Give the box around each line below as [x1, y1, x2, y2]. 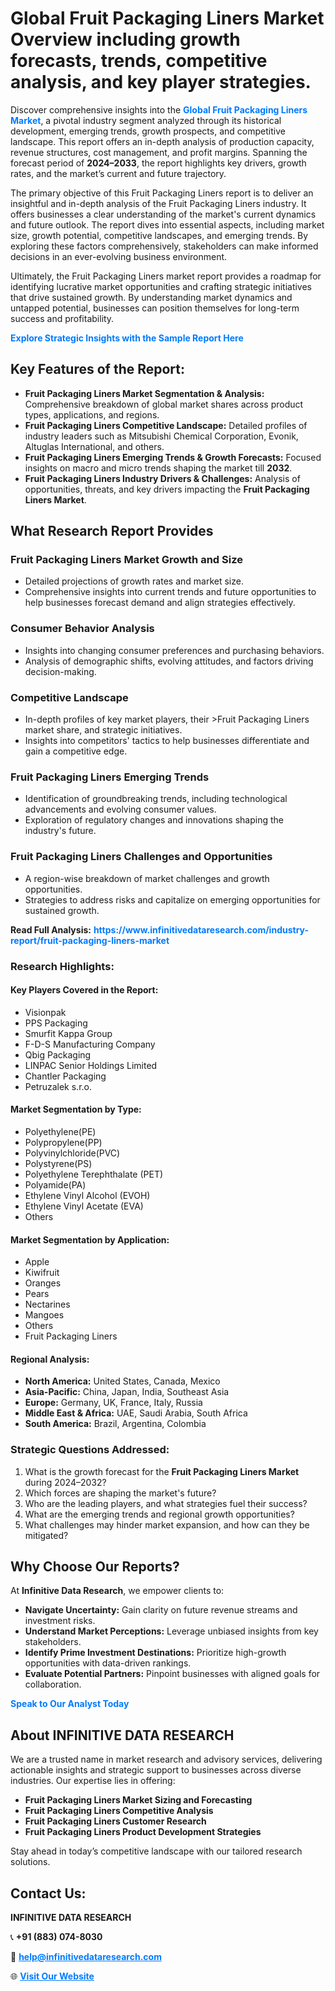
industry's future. [24, 825, 97, 837]
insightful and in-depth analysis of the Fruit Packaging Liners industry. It [10, 197, 307, 209]
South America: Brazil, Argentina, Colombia [24, 1418, 207, 1430]
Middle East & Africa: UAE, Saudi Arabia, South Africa [24, 1407, 248, 1419]
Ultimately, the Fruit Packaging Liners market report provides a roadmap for [10, 270, 322, 282]
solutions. [10, 1856, 51, 1868]
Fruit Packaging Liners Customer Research [24, 1815, 207, 1827]
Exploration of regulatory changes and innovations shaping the [24, 814, 284, 826]
